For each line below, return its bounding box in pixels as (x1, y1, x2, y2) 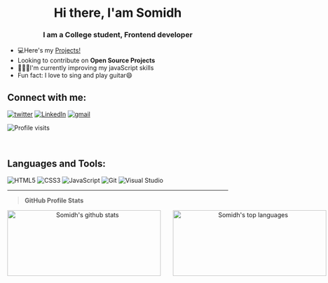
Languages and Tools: (7, 158, 107, 170)
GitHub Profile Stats (24, 196, 84, 205)
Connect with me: (7, 91, 87, 103)
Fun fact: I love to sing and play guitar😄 (17, 71, 133, 80)
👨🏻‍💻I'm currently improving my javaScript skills (17, 64, 154, 72)
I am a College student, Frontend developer (43, 30, 193, 40)
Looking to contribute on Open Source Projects (17, 56, 156, 64)
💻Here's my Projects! (17, 46, 81, 55)
